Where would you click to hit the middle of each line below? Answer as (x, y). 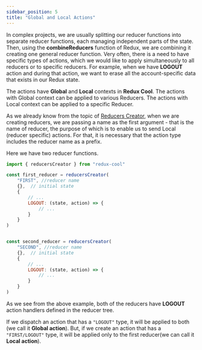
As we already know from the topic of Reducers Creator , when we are (93, 116)
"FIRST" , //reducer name (48, 181)
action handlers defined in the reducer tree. (60, 310)
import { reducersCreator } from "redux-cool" (66, 164)
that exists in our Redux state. (43, 80)
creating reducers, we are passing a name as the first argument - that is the (100, 122)
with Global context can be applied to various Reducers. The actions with (97, 98)
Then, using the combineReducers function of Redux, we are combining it (99, 47)
